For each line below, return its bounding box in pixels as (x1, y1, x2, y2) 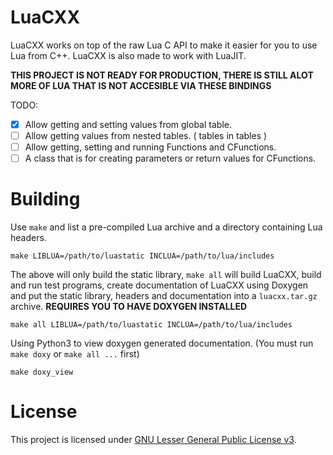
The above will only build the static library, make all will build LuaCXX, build (10, 269, 322, 281)
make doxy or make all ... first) (10, 348, 140, 360)
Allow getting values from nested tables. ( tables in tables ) (24, 130, 268, 141)
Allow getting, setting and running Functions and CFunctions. (24, 141, 277, 153)
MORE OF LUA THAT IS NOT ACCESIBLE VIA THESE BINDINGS (10, 79, 272, 91)
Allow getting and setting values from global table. (24, 118, 232, 130)
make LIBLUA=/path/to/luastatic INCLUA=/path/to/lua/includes (10, 251, 275, 261)
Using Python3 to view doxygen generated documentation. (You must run (10, 337, 314, 350)
